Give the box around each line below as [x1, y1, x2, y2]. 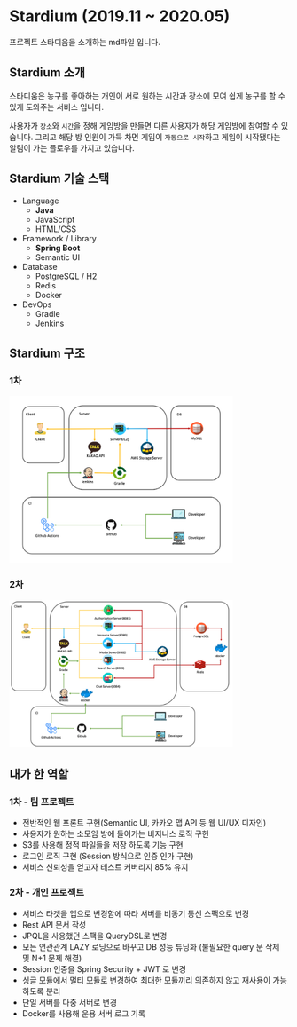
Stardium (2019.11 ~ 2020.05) [9, 6, 231, 27]
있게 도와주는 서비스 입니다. [9, 101, 105, 112]
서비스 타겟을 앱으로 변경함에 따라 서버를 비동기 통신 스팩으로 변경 [21, 908, 250, 919]
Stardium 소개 [9, 65, 86, 81]
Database [21, 261, 58, 272]
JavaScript [35, 214, 75, 225]
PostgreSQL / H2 [35, 271, 98, 281]
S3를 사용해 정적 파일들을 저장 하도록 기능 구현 [21, 840, 184, 850]
